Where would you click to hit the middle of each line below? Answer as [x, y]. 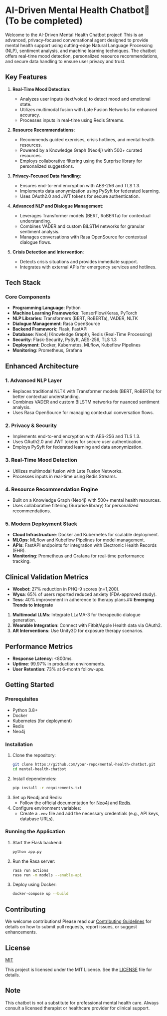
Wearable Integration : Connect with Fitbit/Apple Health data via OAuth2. [87, 625]
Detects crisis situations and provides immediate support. [79, 261]
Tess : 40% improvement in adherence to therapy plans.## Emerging [83, 600]
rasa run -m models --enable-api [47, 875]
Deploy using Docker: [35, 885]
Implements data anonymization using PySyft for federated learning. [90, 191]
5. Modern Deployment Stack [41, 524]
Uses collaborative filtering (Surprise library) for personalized [75, 506]
